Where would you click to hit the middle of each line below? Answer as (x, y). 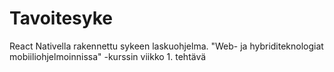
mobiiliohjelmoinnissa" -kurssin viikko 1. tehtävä (108, 56)
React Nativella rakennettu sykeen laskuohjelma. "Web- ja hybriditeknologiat (166, 46)
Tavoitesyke (61, 18)
